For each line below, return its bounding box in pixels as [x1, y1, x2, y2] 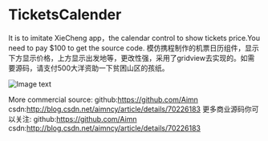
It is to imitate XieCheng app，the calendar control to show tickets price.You [8, 33, 261, 42]
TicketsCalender [8, 6, 122, 24]
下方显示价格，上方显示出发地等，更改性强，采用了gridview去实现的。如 [8, 53, 248, 62]
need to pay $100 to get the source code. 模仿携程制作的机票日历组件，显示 [8, 42, 259, 53]
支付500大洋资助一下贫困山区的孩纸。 [43, 62, 169, 73]
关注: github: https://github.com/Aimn [14, 114, 137, 123]
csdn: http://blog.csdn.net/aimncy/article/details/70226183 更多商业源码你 [8, 104, 252, 114]
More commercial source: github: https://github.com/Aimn [8, 95, 199, 104]
